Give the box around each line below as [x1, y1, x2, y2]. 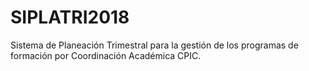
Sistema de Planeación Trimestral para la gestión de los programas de [10, 39, 299, 51]
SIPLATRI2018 [10, 6, 130, 29]
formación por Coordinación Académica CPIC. [10, 49, 202, 61]
